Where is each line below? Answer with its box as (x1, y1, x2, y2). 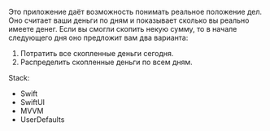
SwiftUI (20, 98, 46, 107)
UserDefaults (20, 115, 65, 124)
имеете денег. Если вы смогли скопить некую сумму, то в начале (8, 24, 237, 33)
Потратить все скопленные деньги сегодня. (20, 49, 174, 58)
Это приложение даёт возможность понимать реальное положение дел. (8, 7, 263, 16)
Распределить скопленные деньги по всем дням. (20, 57, 193, 67)
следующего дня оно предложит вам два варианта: (8, 33, 189, 42)
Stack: (8, 73, 30, 82)
